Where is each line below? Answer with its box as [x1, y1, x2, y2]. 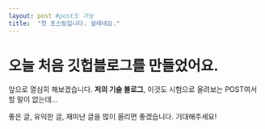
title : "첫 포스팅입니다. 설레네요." [8, 19, 120, 27]
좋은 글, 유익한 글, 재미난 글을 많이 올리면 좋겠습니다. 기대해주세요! [8, 112, 217, 122]
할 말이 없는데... [8, 94, 58, 105]
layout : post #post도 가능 [8, 11, 95, 20]
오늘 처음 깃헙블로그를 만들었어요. [8, 56, 219, 75]
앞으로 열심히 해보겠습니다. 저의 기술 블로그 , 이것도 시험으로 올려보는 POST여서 [8, 85, 258, 94]
